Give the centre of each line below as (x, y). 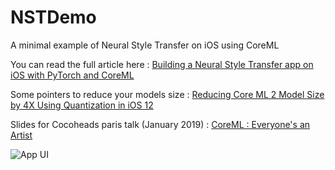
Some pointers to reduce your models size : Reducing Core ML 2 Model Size (167, 94)
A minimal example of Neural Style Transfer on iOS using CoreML (145, 45)
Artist (21, 135)
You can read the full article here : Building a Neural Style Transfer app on (162, 64)
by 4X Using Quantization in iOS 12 (82, 105)
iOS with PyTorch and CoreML (72, 75)
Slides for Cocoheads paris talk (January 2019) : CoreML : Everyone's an (160, 124)
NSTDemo (53, 17)
